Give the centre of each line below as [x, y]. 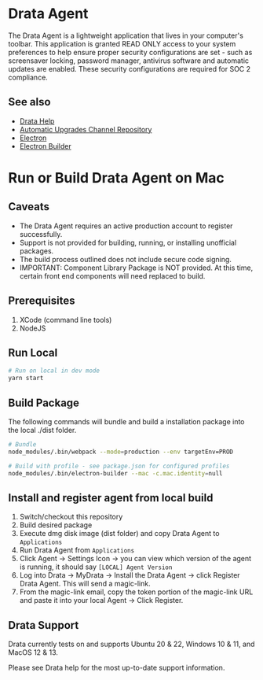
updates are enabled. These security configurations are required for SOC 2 [130, 68]
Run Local [33, 352]
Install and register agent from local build [111, 498]
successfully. [41, 234]
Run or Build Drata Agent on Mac [117, 177]
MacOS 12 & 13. [33, 652]
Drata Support [44, 625]
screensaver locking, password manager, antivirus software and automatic [129, 61]
